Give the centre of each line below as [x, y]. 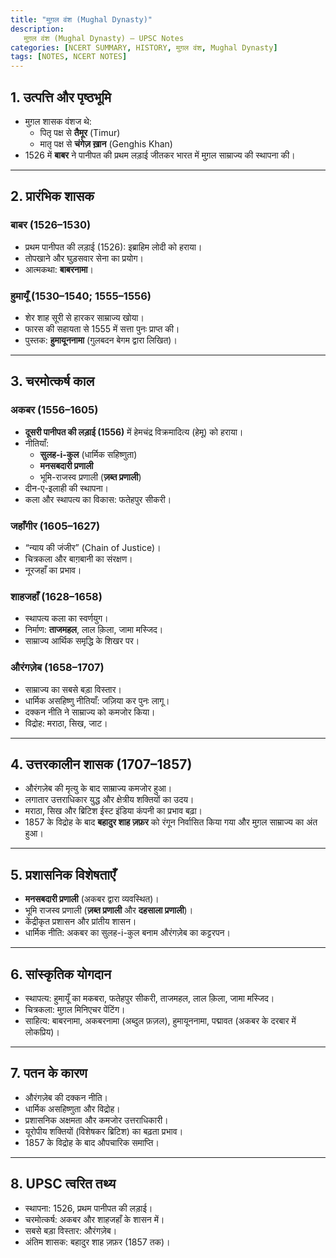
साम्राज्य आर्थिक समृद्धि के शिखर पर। [82, 641]
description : [37, 29]
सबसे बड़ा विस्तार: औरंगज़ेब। [71, 1230]
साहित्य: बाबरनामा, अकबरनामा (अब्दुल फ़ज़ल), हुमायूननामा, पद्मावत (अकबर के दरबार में [160, 1020]
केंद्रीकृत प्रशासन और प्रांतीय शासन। [80, 922]
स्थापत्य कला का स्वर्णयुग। [66, 618]
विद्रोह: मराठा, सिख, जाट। [66, 723]
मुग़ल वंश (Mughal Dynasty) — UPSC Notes [104, 38]
